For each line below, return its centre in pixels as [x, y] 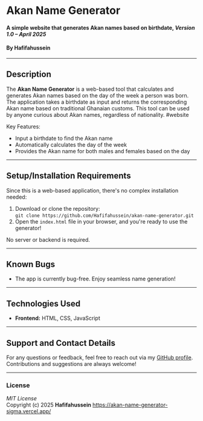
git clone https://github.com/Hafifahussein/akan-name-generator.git [105, 216]
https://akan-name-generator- [130, 405]
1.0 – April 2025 [26, 34]
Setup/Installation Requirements [69, 176]
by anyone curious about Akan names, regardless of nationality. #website [98, 114]
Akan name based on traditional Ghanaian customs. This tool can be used [98, 108]
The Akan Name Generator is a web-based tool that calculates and [90, 89]
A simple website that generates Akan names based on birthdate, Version [101, 27]
